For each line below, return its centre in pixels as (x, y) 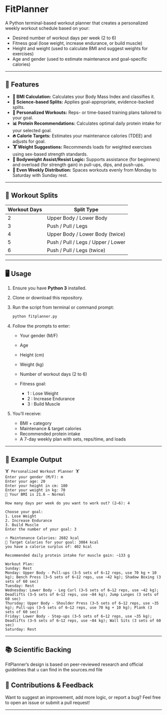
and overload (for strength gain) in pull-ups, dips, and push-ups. (78, 165)
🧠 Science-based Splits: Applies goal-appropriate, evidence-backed (83, 102)
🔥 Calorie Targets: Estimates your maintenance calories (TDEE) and (82, 136)
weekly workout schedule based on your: (47, 28)
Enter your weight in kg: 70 (35, 490)
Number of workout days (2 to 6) (53, 374)
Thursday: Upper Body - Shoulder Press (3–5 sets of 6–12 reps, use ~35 (82, 603)
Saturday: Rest (21, 629)
